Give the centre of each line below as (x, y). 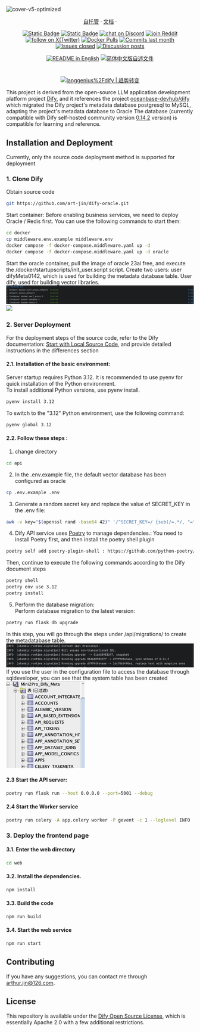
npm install (21, 890)
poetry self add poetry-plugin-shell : (56, 551)
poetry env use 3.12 (32, 587)
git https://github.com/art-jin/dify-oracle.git (68, 204)
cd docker (18, 233)
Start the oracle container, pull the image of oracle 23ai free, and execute (96, 263)
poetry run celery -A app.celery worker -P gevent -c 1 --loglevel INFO (98, 820)
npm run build (24, 916)
